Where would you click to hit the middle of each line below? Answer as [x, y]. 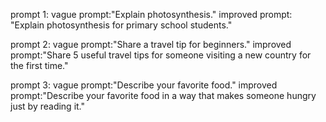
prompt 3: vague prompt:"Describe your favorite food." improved [144, 85]
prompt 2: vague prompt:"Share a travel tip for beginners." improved [151, 44]
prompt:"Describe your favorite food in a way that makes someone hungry [163, 95]
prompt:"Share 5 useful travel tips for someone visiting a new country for [161, 55]
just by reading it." [48, 106]
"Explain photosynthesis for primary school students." [121, 25]
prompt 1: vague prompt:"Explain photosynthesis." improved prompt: [151, 14]
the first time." [39, 65]
